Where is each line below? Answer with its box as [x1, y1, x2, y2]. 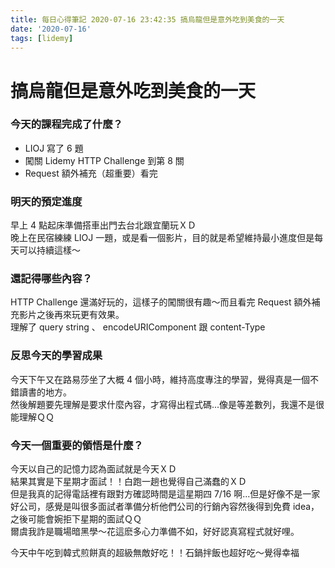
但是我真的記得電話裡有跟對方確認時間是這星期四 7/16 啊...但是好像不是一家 [10, 488, 321, 500]
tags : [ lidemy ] [10, 33, 74, 43]
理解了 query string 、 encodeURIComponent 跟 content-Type [10, 321, 266, 333]
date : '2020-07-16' [10, 24, 92, 34]
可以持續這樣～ [18, 244, 81, 256]
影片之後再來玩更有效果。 [18, 309, 125, 321]
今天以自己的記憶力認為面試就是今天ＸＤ [10, 463, 177, 475]
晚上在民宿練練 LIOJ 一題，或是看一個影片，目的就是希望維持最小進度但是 [10, 232, 315, 244]
